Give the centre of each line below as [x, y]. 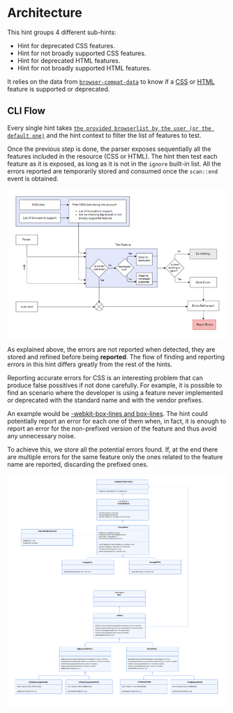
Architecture [45, 13]
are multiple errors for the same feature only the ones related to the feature [115, 457]
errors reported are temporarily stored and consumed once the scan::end [113, 171]
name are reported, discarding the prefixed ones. [78, 464]
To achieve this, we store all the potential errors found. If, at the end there [113, 449]
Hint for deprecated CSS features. [66, 45]
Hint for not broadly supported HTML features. [84, 68]
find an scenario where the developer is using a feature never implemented [115, 393]
